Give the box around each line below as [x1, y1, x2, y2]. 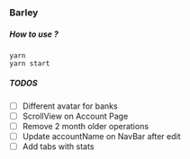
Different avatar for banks [22, 101, 119, 111]
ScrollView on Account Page [22, 110, 129, 121]
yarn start [9, 58, 50, 68]
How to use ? [9, 29, 59, 40]
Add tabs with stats [22, 141, 95, 152]
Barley [9, 6, 39, 19]
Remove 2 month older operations [22, 120, 149, 131]
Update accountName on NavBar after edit [22, 131, 181, 142]
